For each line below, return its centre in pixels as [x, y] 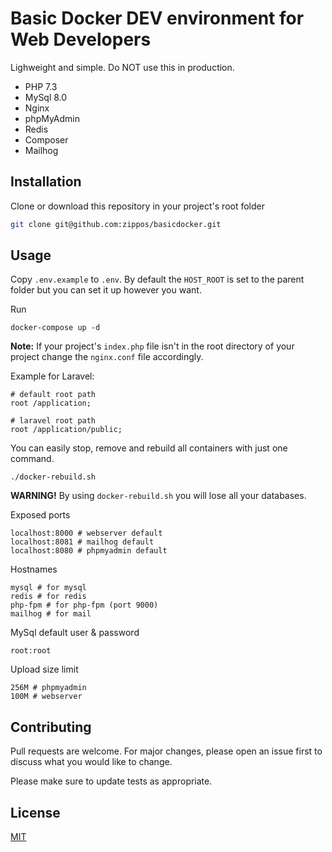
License [35, 812]
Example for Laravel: [52, 376]
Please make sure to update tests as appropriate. [111, 781]
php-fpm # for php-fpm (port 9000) [84, 605]
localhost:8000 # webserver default [86, 533]
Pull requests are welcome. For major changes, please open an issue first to [166, 751]
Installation [46, 182]
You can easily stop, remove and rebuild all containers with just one [149, 448]
